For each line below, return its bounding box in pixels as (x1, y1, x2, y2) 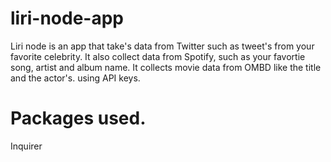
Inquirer (10, 140, 43, 152)
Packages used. (10, 107, 147, 130)
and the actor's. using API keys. (10, 72, 141, 84)
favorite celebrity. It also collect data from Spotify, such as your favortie (10, 50, 306, 62)
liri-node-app (10, 7, 124, 30)
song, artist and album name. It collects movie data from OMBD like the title (10, 61, 322, 73)
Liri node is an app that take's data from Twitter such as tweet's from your (10, 40, 315, 52)
